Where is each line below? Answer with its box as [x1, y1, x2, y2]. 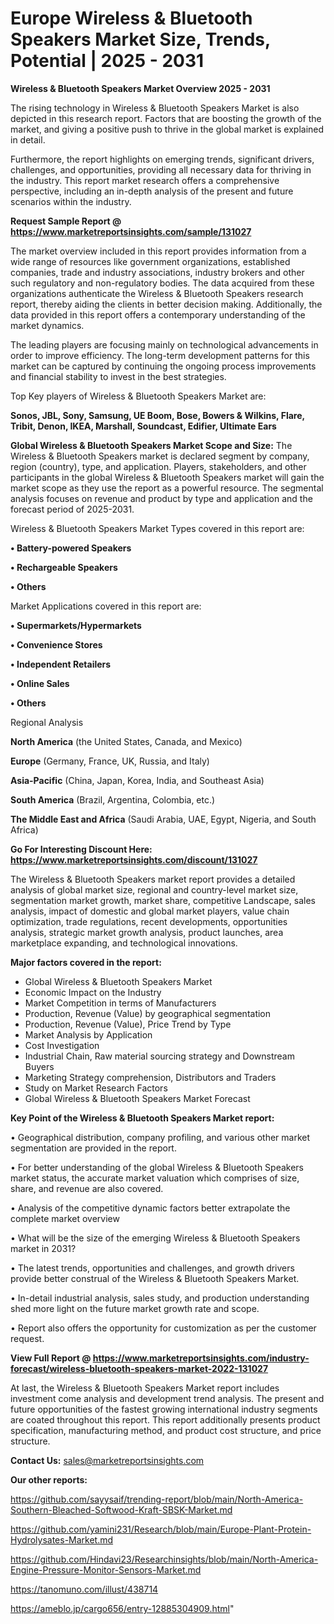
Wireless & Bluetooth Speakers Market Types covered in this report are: [10, 522, 305, 534]
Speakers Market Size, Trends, [10, 28, 271, 51]
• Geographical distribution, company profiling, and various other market [10, 1131, 311, 1143]
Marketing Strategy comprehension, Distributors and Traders [24, 1071, 277, 1083]
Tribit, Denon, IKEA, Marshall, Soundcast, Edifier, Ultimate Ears [10, 420, 277, 432]
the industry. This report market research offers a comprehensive [10, 174, 280, 186]
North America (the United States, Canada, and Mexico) [10, 735, 243, 747]
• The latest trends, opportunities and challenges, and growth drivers [10, 1262, 295, 1274]
